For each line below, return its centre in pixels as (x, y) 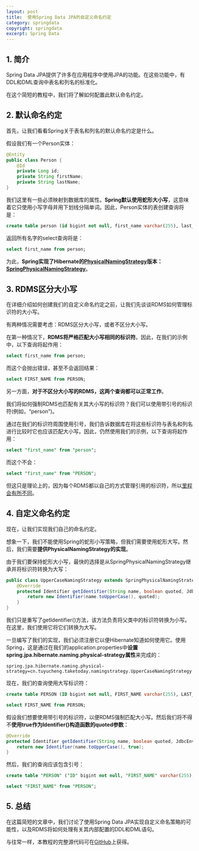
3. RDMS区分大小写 (42, 290)
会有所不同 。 (22, 493)
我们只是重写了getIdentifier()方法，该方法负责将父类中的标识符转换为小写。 (98, 620)
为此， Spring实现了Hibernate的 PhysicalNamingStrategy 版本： (84, 261)
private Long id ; (38, 171)
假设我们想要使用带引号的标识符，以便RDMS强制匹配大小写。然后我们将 (94, 717)
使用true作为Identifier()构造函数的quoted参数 (68, 725)
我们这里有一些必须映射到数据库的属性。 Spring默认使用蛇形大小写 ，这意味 (98, 200)
